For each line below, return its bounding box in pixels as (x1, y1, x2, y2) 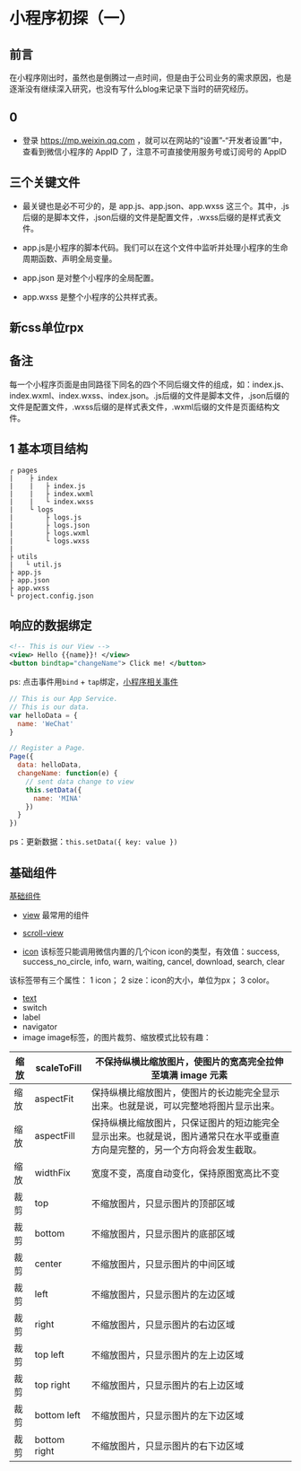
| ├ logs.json (9, 521, 90, 530)
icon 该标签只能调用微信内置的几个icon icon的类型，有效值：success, (21, 946, 280, 957)
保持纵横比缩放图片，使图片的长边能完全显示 (90, 1087, 280, 1099)
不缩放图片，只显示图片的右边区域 (90, 1318, 236, 1331)
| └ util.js (9, 560, 63, 569)
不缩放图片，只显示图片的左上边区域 (90, 1349, 245, 1362)
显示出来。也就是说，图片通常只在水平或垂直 (90, 1130, 280, 1143)
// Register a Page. (9, 744, 87, 753)
